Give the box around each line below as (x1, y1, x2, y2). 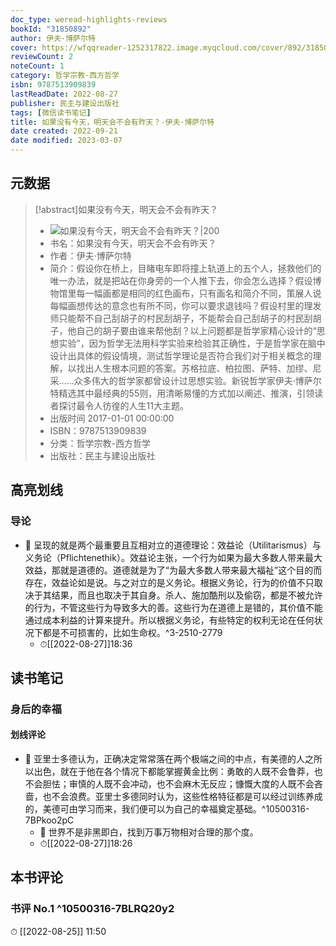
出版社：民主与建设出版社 (49, 449, 156, 461)
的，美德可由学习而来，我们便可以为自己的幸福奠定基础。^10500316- (24, 803, 310, 815)
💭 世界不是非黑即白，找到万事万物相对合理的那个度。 (39, 826, 259, 838)
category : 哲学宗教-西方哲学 (10, 71, 120, 81)
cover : (10, 42, 38, 53)
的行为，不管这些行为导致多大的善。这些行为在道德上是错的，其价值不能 (24, 601, 323, 613)
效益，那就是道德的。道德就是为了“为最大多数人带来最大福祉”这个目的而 (24, 564, 323, 576)
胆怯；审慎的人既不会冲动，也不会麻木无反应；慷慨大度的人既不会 (42, 778, 315, 790)
